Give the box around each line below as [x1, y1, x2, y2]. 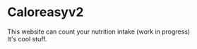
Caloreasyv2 [7, 4, 84, 20]
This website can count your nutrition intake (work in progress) [7, 27, 191, 36]
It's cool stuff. [7, 34, 47, 43]
